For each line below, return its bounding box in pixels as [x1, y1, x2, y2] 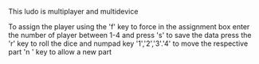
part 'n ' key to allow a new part [8, 47, 112, 56]
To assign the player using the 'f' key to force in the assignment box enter [8, 22, 250, 31]
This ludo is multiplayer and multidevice [8, 7, 139, 16]
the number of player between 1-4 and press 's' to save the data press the [8, 31, 252, 40]
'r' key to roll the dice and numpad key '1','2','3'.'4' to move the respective [8, 39, 249, 48]
